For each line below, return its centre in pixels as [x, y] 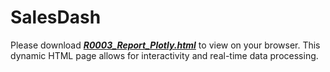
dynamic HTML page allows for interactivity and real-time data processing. [164, 55]
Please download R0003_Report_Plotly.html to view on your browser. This [165, 45]
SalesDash [56, 17]
